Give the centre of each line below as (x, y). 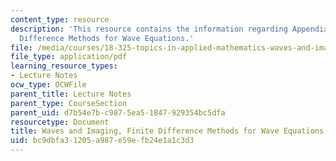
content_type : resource (60, 19)
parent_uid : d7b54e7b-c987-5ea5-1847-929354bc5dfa (118, 112)
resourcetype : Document (60, 122)
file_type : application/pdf (69, 57)
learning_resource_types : (64, 66)
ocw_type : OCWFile (48, 85)
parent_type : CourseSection (69, 103)
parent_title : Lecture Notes (71, 94)
